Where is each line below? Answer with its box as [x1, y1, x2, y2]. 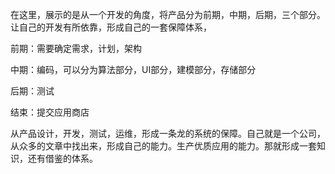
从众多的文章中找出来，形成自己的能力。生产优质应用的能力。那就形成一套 [10, 140, 317, 152]
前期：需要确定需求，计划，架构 [10, 43, 142, 54]
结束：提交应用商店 [10, 106, 90, 118]
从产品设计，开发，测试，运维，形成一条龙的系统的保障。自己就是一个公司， [10, 128, 326, 139]
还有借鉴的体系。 [27, 153, 98, 164]
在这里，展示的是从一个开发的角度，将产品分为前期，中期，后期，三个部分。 [10, 9, 326, 20]
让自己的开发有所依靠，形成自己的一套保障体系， [10, 21, 212, 33]
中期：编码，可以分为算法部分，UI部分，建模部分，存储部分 [10, 64, 257, 75]
